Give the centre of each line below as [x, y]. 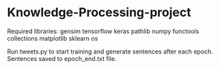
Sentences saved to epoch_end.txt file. [62, 58]
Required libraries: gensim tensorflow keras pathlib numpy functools [103, 31]
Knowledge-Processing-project [99, 13]
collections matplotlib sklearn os [53, 38]
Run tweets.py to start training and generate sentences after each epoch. [110, 51]
